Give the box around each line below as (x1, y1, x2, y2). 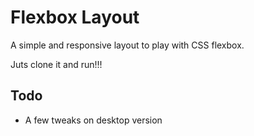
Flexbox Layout (10, 6, 140, 29)
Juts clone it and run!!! (10, 58, 103, 70)
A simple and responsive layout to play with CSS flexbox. (10, 39, 245, 51)
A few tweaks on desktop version (24, 114, 163, 126)
